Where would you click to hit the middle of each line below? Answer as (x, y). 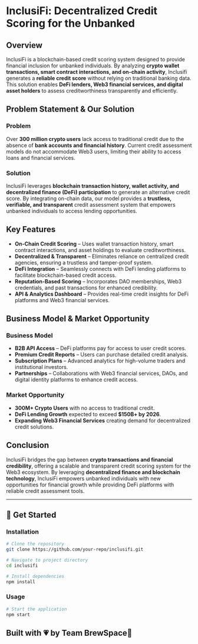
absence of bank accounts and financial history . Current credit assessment (99, 145)
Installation (23, 531)
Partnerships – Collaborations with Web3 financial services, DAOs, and (101, 374)
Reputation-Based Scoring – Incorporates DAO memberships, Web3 (98, 281)
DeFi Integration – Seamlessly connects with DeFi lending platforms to (100, 269)
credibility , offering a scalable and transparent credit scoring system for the (99, 466)
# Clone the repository (35, 544)
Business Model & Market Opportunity (78, 319)
